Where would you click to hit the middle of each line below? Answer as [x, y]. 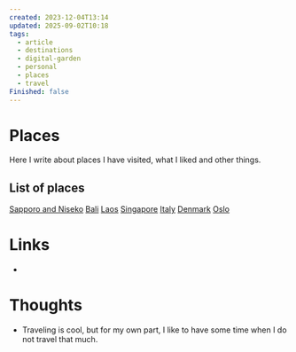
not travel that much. [60, 340]
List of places [47, 188]
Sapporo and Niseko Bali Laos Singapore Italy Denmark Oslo [120, 209]
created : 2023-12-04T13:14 [59, 17]
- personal [37, 67]
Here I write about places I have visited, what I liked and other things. [135, 160]
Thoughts [46, 305]
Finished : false [39, 91]
